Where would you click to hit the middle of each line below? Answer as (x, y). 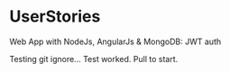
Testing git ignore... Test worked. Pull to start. (94, 59)
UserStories (55, 17)
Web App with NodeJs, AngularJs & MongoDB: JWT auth (115, 41)
